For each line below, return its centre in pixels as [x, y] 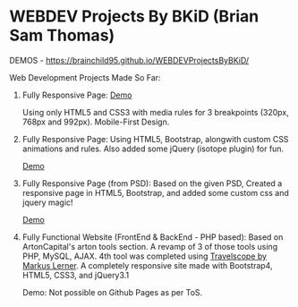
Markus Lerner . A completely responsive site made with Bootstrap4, [147, 265]
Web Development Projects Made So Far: [85, 77]
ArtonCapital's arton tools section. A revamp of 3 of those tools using [150, 246]
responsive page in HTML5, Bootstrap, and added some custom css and [155, 192]
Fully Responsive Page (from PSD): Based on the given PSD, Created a [152, 183]
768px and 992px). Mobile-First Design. [96, 122]
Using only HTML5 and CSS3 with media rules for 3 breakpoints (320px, [155, 112]
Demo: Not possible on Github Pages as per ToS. [112, 292]
